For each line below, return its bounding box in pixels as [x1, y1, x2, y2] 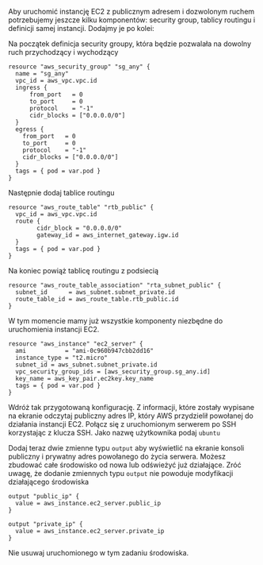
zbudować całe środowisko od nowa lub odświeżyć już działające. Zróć [8, 460, 242, 470]
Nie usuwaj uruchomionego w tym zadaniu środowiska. [8, 548, 189, 557]
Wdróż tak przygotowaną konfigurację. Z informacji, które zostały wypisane [8, 403, 255, 412]
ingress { [15, 83, 48, 91]
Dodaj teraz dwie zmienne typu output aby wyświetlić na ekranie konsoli [8, 443, 245, 452]
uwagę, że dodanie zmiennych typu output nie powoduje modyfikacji [8, 469, 234, 478]
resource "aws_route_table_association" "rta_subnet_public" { [8, 281, 222, 289]
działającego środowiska [8, 477, 90, 486]
